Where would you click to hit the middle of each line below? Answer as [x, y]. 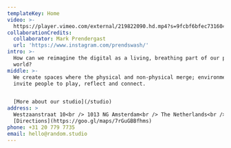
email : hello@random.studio [47, 134]
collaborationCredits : [40, 33]
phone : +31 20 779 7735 [41, 127]
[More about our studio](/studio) [63, 102]
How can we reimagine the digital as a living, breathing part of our [117, 58]
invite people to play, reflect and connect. [80, 84]
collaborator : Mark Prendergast [60, 39]
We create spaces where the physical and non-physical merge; [104, 77]
